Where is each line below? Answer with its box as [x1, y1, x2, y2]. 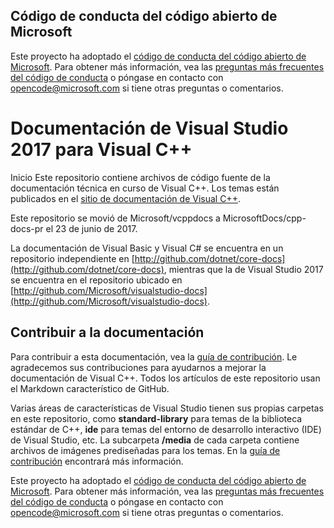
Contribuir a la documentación [10, 324, 205, 341]
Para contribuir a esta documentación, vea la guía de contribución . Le [10, 350, 298, 363]
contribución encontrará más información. [10, 455, 184, 467]
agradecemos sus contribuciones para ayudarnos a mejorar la [10, 361, 267, 373]
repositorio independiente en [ [10, 252, 135, 264]
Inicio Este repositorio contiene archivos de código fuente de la [10, 171, 271, 183]
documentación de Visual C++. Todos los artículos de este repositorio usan [10, 372, 321, 384]
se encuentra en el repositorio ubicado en [10, 274, 183, 286]
